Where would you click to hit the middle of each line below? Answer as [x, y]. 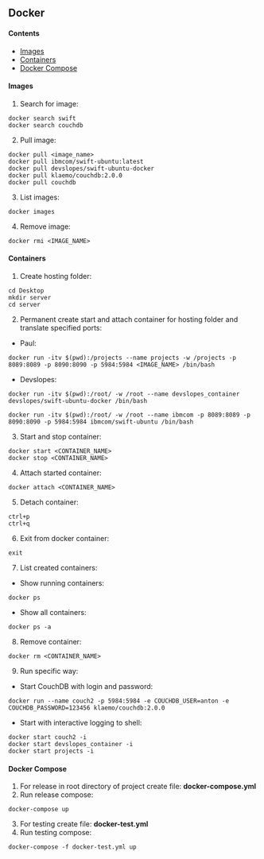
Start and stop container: [60, 437]
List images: [39, 197]
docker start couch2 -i [48, 737]
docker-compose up [39, 810]
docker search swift [43, 118]
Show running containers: [62, 583]
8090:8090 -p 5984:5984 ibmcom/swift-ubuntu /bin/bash [101, 422]
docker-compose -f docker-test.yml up [72, 847]
